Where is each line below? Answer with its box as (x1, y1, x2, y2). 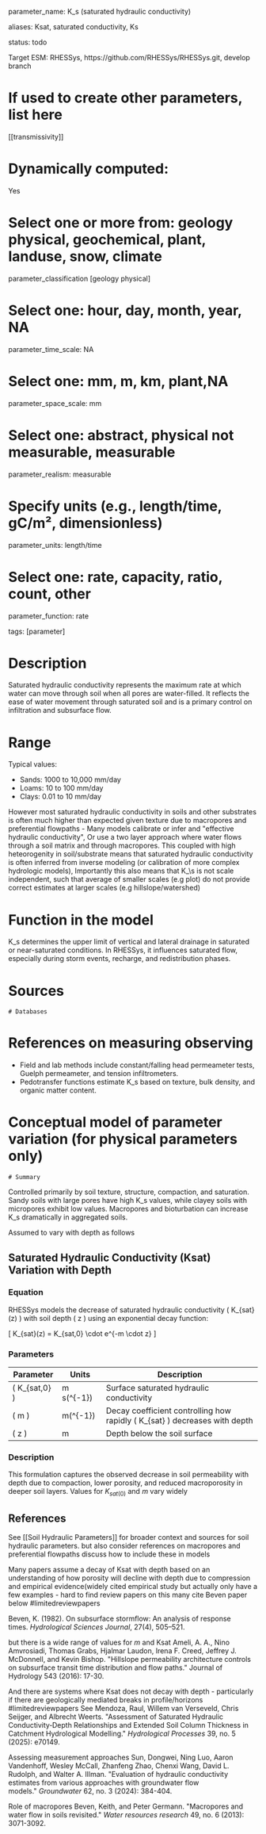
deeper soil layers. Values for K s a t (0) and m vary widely (8, 1487, 188, 1498)
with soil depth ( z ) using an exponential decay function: (23, 1313, 208, 1323)
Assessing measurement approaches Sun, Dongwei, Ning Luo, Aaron (8, 1752, 234, 1763)
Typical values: (8, 760, 58, 769)
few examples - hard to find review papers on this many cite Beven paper (8, 1590, 248, 1600)
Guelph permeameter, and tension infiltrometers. (19, 1069, 179, 1078)
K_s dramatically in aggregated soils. (8, 1212, 128, 1222)
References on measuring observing (8, 1034, 253, 1052)
